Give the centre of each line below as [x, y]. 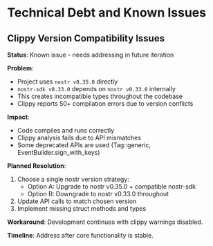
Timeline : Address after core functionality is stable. [80, 235]
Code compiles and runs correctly [66, 130]
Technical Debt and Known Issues [106, 13]
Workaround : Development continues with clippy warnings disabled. [105, 222]
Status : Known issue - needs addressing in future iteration [91, 55]
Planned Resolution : [37, 166]
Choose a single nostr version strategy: [73, 179]
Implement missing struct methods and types [82, 208]
